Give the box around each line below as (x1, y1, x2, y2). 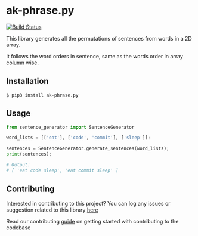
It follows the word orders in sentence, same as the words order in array (6, 52, 184, 60)
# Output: (6, 162, 31, 168)
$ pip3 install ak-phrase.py (6, 92, 79, 98)
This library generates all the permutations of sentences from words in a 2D (6, 35, 192, 42)
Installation (6, 76, 49, 86)
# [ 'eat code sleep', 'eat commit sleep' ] (6, 167, 119, 173)
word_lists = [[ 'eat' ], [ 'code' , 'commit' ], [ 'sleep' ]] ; (6, 135, 151, 141)
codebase (6, 224, 31, 231)
